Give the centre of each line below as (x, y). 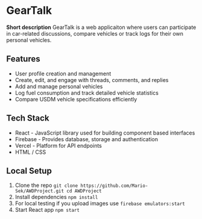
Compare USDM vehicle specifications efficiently (76, 99)
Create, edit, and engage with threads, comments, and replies (92, 80)
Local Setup (29, 170)
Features (23, 59)
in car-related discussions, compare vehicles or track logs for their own (95, 33)
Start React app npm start (47, 210)
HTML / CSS (30, 152)
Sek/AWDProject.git (39, 191)
